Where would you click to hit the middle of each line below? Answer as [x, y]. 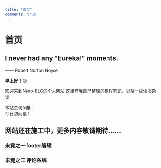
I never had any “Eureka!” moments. [62, 59]
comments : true [21, 14]
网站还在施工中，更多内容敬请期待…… [63, 130]
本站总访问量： [20, 107]
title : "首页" [19, 10]
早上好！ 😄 [16, 80]
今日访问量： [18, 113]
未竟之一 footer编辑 [28, 145]
